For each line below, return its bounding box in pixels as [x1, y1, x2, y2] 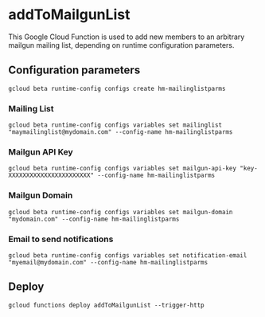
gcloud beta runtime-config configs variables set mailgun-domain [8, 208, 233, 216]
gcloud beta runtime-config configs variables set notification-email [8, 251, 247, 260]
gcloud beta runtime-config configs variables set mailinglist [8, 121, 223, 129]
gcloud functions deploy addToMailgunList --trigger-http [8, 301, 205, 309]
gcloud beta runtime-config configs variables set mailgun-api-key [8, 165, 237, 173]
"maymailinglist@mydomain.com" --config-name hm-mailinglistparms [8, 128, 233, 136]
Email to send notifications [8, 233, 114, 245]
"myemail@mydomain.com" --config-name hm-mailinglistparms [8, 258, 208, 266]
